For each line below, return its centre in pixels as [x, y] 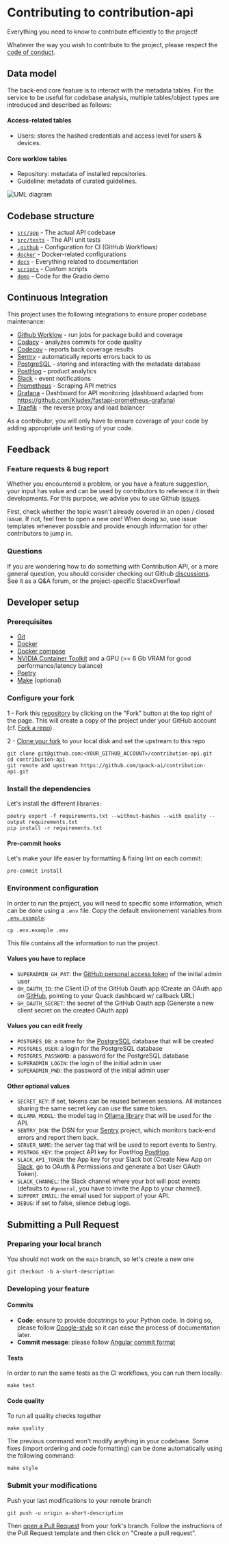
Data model [32, 74]
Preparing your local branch [54, 1244]
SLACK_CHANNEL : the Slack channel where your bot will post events [109, 1181]
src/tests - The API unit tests [59, 239]
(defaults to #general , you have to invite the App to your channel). [109, 1188]
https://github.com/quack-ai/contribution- [143, 765]
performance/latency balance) [60, 666]
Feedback [29, 450]
